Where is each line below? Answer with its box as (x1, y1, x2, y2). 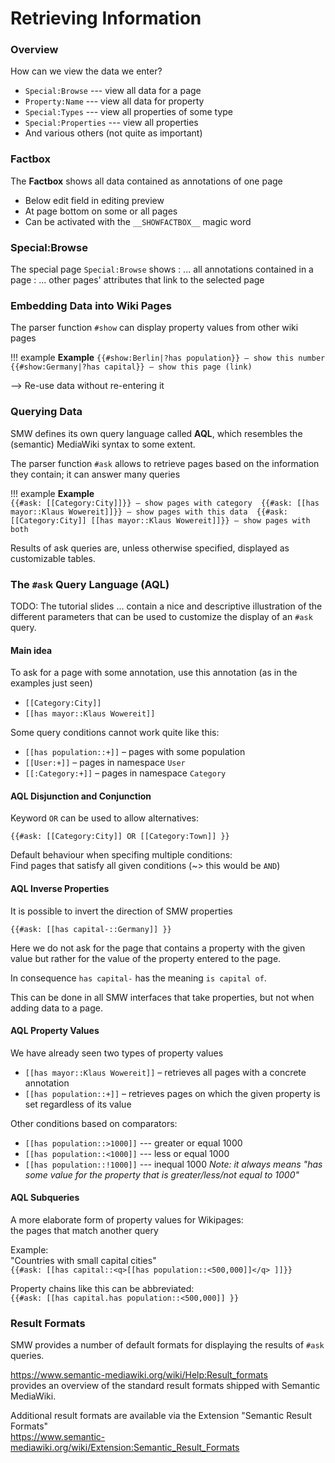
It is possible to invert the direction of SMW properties (10, 905, 233, 917)
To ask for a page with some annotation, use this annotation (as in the (10, 667, 298, 679)
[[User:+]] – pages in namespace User (24, 757, 186, 769)
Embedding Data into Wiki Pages (10, 299, 172, 312)
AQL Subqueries (10, 1192, 80, 1204)
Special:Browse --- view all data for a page (24, 85, 202, 97)
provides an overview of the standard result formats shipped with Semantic (10, 1380, 321, 1392)
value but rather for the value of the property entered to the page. (10, 952, 282, 964)
